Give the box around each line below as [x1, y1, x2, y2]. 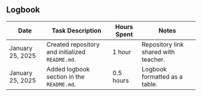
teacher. [141, 55, 165, 64]
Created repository [46, 40, 100, 49]
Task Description [52, 26, 102, 35]
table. [141, 80, 158, 88]
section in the [46, 72, 85, 80]
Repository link [141, 40, 184, 49]
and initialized [46, 47, 86, 56]
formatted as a [141, 72, 183, 80]
